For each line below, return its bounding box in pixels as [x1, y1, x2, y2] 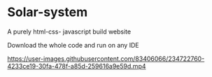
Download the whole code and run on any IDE [7, 41, 139, 49]
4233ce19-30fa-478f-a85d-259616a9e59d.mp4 [7, 62, 146, 70]
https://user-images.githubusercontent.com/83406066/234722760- [7, 54, 205, 63]
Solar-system [7, 4, 88, 20]
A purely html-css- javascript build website [7, 27, 132, 36]
